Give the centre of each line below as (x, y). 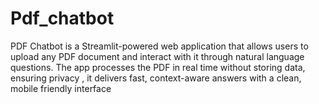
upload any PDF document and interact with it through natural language (157, 56)
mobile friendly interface (61, 88)
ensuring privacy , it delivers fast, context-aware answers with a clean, (156, 78)
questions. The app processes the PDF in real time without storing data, (158, 67)
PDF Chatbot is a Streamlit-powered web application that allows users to (159, 46)
